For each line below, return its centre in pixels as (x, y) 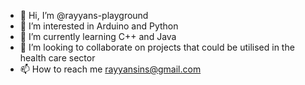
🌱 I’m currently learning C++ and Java (98, 36)
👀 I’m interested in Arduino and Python (99, 26)
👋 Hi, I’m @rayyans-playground (84, 15)
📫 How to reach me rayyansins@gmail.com (110, 69)
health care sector (57, 58)
